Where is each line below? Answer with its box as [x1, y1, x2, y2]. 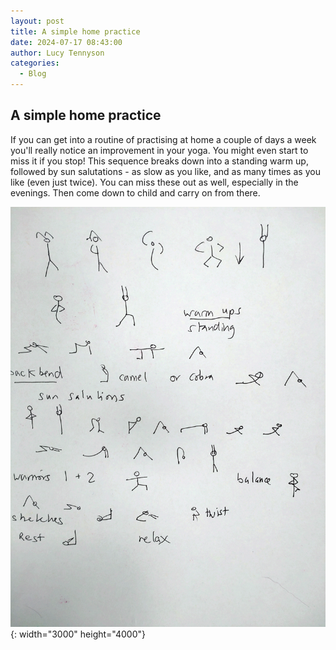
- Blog [19, 69, 47, 79]
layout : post [10, 16, 65, 26]
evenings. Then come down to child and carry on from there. [10, 186, 261, 199]
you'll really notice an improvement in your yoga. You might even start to [10, 144, 309, 156]
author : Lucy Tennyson [10, 48, 105, 58]
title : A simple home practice [10, 26, 141, 37]
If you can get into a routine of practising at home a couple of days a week [10, 133, 317, 145]
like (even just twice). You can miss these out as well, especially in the [10, 176, 299, 188]
